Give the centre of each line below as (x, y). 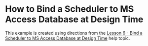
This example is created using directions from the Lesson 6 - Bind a (74, 33)
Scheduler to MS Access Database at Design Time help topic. (68, 38)
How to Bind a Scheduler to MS (70, 9)
